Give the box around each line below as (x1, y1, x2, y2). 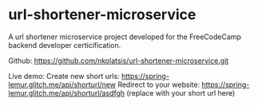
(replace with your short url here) (126, 88, 236, 97)
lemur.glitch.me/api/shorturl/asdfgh (8, 88, 125, 97)
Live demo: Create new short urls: (8, 71, 120, 80)
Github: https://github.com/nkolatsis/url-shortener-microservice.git (8, 56, 229, 65)
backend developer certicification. (8, 40, 121, 49)
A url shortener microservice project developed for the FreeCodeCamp (8, 32, 242, 41)
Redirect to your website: (117, 80, 200, 89)
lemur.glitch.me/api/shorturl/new (8, 80, 116, 89)
